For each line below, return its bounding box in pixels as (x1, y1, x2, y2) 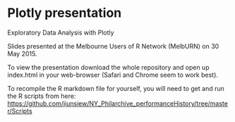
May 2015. (7, 49, 37, 58)
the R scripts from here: (7, 92, 76, 100)
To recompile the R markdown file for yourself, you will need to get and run (7, 84, 224, 92)
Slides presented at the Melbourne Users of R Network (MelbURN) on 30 (7, 42, 219, 50)
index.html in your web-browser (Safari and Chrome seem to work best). (7, 71, 219, 79)
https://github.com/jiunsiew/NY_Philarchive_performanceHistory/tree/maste (7, 99, 228, 107)
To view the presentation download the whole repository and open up (7, 63, 210, 71)
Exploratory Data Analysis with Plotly (7, 28, 114, 37)
